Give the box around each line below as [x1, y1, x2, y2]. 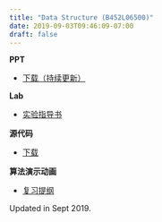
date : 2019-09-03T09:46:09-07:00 [9, 21, 134, 30]
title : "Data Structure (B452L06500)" [9, 13, 154, 22]
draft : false [9, 30, 58, 38]
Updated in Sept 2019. [9, 203, 91, 214]
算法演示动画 [9, 166, 56, 177]
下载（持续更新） [21, 73, 86, 83]
